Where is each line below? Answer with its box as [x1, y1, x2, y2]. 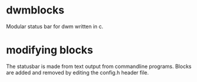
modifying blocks [6, 43, 94, 57]
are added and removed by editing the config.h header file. [6, 69, 149, 76]
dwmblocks [6, 4, 65, 17]
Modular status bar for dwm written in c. [6, 23, 104, 30]
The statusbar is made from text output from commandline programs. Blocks [6, 63, 192, 70]
